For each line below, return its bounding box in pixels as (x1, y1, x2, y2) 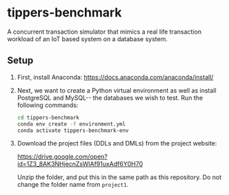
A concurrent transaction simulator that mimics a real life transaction (7, 27, 202, 36)
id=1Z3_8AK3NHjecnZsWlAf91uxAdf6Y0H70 (17, 160, 143, 168)
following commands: (17, 101, 79, 109)
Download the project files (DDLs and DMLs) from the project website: (17, 139, 217, 148)
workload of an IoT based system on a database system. (7, 34, 168, 43)
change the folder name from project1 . (17, 181, 129, 189)
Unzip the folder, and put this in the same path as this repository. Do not (17, 173, 222, 181)
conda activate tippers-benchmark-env (17, 127, 129, 134)
